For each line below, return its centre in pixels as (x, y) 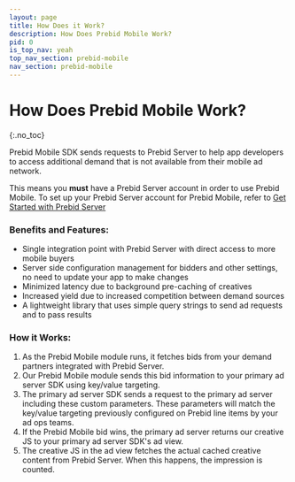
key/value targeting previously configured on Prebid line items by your (150, 413)
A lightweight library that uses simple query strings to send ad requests (152, 305)
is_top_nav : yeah (41, 50)
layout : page (33, 17)
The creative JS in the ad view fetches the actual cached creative (141, 451)
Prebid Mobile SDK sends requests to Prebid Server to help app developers (147, 152)
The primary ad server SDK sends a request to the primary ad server (147, 394)
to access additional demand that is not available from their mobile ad (136, 161)
